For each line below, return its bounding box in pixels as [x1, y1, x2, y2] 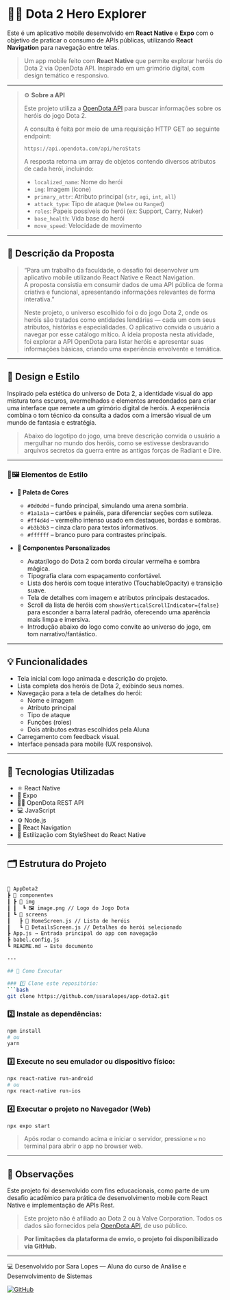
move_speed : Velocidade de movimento [34, 221, 142, 229]
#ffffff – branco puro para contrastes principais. [27, 530, 167, 538]
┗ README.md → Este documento [7, 943, 94, 950]
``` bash [7, 986, 29, 993]
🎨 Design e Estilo [7, 371, 80, 383]
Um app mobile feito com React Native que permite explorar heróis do [23, 56, 222, 64]
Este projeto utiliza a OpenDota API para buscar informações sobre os [23, 104, 222, 112]
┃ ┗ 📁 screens [7, 911, 48, 918]
